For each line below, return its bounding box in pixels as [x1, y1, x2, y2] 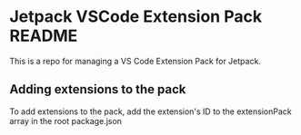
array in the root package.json [9, 115, 123, 126]
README [9, 25, 78, 46]
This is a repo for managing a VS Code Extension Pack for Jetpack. [9, 55, 262, 66]
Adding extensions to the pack [9, 82, 186, 97]
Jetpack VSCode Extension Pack [9, 6, 262, 27]
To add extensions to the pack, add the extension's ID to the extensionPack [9, 106, 293, 117]
